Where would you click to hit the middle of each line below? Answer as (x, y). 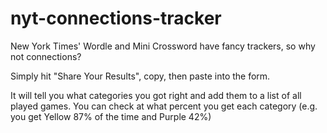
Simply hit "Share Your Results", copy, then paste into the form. (140, 76)
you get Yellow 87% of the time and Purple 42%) (111, 116)
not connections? (46, 56)
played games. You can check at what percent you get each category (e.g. (164, 106)
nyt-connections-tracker (116, 18)
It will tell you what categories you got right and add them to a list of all (156, 95)
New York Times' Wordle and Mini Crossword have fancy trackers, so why (163, 46)
